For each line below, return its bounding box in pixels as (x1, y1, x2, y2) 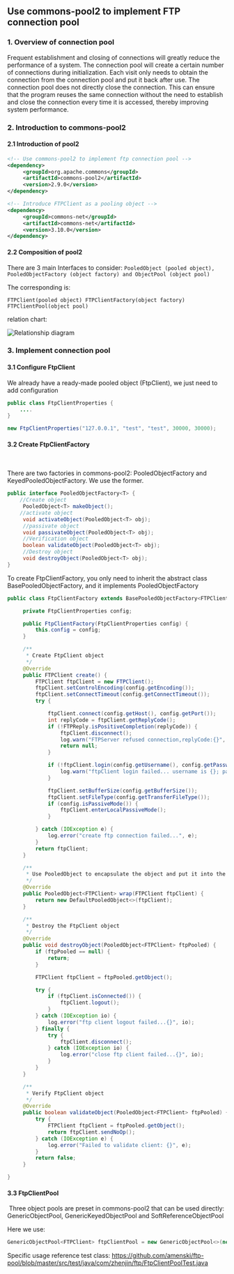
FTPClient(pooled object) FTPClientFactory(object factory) (7, 297, 186, 303)
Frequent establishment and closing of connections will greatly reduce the (7, 53, 221, 61)
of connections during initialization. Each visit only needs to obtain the (7, 68, 209, 76)
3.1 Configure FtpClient (7, 363, 75, 372)
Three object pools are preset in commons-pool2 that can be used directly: (8, 1204, 225, 1213)
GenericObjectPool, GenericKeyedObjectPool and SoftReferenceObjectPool (7, 1212, 224, 1220)
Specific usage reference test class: (7, 1252, 111, 1260)
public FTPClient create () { (22, 671, 108, 679)
